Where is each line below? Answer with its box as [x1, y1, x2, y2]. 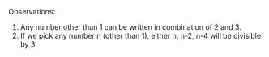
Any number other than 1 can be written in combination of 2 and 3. [19, 22, 241, 31]
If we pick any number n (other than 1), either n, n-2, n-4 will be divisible [19, 31, 262, 40]
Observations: [8, 7, 56, 16]
